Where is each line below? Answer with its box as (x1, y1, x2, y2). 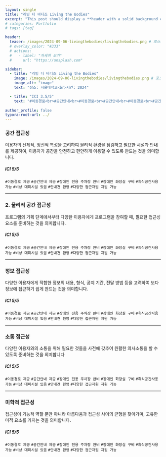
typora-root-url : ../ (5, 113, 50, 117)
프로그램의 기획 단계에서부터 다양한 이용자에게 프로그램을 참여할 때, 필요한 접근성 (5, 214, 161, 220)
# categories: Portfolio (5, 21, 56, 26)
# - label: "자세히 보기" (9, 53, 62, 58)
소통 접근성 (5, 333, 30, 340)
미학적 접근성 (5, 399, 35, 406)
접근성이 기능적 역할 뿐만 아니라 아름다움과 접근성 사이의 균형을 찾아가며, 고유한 (5, 411, 158, 417)
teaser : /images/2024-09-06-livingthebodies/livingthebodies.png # (9, 39, 152, 45)
